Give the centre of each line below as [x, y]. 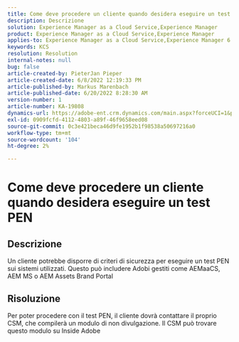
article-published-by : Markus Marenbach [68, 87]
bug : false [23, 67]
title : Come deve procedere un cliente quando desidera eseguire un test [119, 14]
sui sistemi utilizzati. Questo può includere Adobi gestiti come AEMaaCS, [114, 269]
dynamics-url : [28, 113]
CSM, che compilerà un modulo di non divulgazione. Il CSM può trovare [112, 323]
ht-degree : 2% [28, 146]
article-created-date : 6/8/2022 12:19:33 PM [74, 80]
